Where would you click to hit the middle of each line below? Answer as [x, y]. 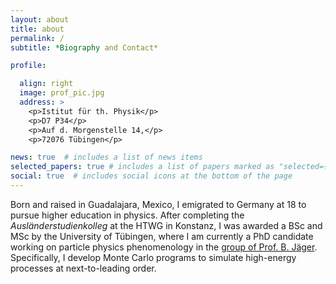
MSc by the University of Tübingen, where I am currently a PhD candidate [162, 236]
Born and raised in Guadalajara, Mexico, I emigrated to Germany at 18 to [158, 204]
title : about [37, 29]
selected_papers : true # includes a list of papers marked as [142, 167]
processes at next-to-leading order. [83, 268]
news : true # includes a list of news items [106, 157]
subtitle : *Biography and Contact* [84, 47]
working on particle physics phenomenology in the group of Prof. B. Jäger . [164, 247]
